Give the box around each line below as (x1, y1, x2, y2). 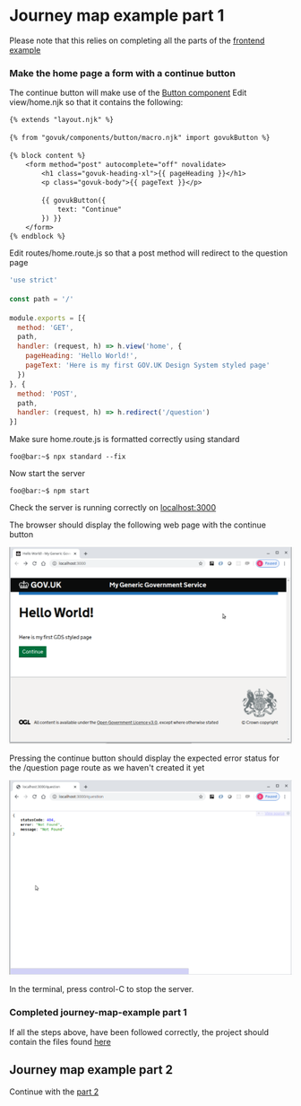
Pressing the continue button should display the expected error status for (9, 753, 279, 763)
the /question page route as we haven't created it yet (9, 762, 205, 772)
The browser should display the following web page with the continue (9, 519, 267, 530)
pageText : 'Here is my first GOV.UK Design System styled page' (25, 361, 271, 370)
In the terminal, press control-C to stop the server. (9, 984, 194, 995)
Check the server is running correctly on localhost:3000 (9, 502, 217, 513)
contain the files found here (9, 1036, 112, 1047)
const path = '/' (9, 294, 74, 303)
